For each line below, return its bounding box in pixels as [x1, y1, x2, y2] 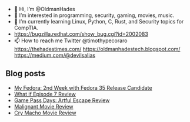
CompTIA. [14, 24, 39, 31]
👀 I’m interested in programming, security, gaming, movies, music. [14, 12, 175, 19]
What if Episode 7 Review [14, 90, 76, 97]
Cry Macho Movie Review [14, 109, 76, 116]
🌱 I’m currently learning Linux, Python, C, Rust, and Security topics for [14, 18, 184, 25]
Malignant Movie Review [14, 103, 74, 110]
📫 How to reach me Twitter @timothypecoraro [14, 37, 128, 44]
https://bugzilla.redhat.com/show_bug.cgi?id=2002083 [14, 30, 148, 38]
